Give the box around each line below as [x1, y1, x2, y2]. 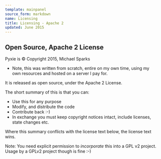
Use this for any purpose [12, 98, 62, 104]
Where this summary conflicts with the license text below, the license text [5, 128, 151, 134]
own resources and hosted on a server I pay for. [12, 70, 108, 76]
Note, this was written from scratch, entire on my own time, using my [12, 65, 150, 71]
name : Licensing [5, 16, 38, 21]
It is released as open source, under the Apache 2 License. [5, 79, 122, 85]
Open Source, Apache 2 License [5, 43, 104, 51]
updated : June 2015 [5, 25, 44, 30]
